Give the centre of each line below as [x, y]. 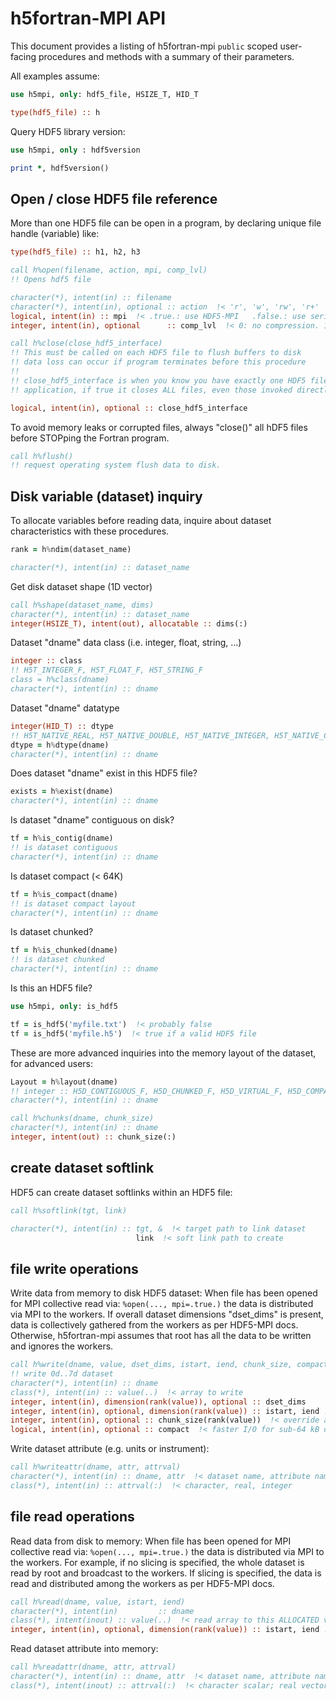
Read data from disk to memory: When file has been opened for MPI [151, 1541]
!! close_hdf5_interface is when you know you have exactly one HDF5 [158, 380]
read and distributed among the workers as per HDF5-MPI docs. [142, 1583]
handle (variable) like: [55, 234]
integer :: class [46, 661]
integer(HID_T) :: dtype [62, 726]
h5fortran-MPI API [88, 18]
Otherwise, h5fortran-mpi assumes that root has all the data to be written [161, 1336]
